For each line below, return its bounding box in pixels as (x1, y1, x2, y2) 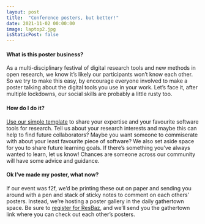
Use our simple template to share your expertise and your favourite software (6, 118, 199, 125)
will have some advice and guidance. (6, 157, 100, 164)
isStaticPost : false (6, 32, 59, 38)
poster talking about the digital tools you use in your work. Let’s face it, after (6, 84, 198, 91)
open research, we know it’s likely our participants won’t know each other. (6, 71, 193, 78)
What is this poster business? (6, 50, 84, 58)
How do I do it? (6, 104, 45, 111)
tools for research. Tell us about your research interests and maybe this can (6, 124, 197, 132)
